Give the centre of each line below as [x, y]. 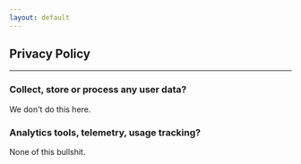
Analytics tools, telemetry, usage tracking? [105, 133]
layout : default [39, 17]
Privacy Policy [50, 54]
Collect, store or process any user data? [98, 90]
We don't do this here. [50, 109]
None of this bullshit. [47, 152]
